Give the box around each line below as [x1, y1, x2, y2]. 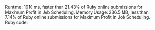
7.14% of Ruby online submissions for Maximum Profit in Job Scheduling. [5, 15, 150, 20]
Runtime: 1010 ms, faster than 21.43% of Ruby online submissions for [5, 4, 143, 10]
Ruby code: [5, 19, 28, 25]
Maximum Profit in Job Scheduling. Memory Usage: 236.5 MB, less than [5, 9, 149, 15]
